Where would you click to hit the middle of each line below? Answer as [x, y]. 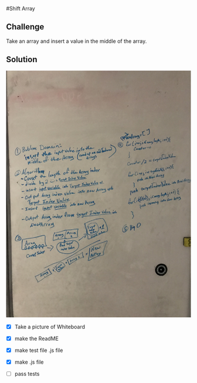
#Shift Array [21, 9]
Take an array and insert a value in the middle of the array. [77, 41]
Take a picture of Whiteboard [50, 327]
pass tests [27, 374]
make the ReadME [36, 338]
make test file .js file [39, 350]
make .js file [29, 362]
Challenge [25, 27]
